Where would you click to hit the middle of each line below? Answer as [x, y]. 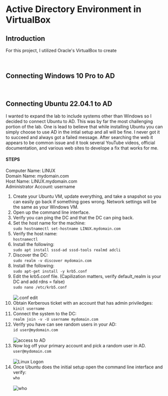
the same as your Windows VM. [46, 207]
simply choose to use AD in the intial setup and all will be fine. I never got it [83, 132]
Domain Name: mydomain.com [37, 176]
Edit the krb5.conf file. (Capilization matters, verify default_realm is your [87, 276]
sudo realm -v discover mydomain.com [52, 260]
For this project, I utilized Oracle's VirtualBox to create [61, 50]
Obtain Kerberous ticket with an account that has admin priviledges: [83, 303]
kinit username [29, 309]
